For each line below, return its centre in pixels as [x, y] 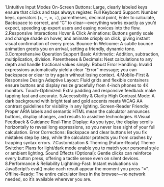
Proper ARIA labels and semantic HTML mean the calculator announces [77, 111]
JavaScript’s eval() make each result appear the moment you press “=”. [77, 169]
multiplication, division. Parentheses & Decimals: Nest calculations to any [79, 59]
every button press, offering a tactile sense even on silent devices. [72, 158]
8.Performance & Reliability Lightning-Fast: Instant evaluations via [72, 163]
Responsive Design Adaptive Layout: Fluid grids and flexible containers [77, 80]
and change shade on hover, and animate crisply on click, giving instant [78, 38]
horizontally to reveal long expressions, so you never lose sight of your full [80, 127]
